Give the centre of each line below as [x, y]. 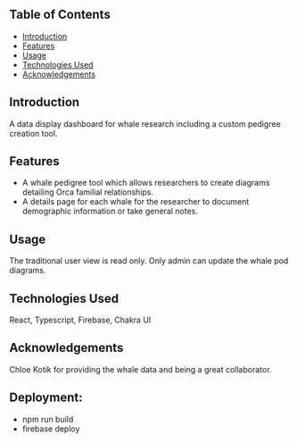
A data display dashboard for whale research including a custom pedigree [145, 123]
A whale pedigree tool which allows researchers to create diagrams [146, 183]
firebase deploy [51, 429]
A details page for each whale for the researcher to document [136, 202]
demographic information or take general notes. [110, 211]
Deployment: [46, 398]
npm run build [48, 419]
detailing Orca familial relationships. [88, 192]
